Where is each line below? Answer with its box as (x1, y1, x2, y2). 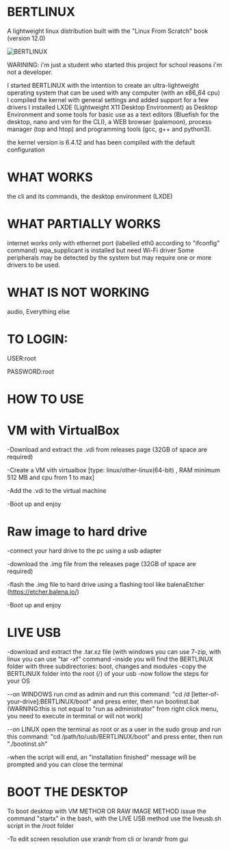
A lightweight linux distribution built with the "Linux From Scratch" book (7, 27, 208, 35)
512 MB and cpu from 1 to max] (7, 473, 94, 481)
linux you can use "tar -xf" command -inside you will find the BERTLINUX (7, 655, 214, 663)
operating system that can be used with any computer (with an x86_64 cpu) (7, 88, 221, 97)
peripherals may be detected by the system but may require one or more (7, 253, 212, 261)
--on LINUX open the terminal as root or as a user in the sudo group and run (7, 725, 221, 733)
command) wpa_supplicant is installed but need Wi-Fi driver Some (7, 246, 195, 254)
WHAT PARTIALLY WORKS (7, 217, 161, 232)
